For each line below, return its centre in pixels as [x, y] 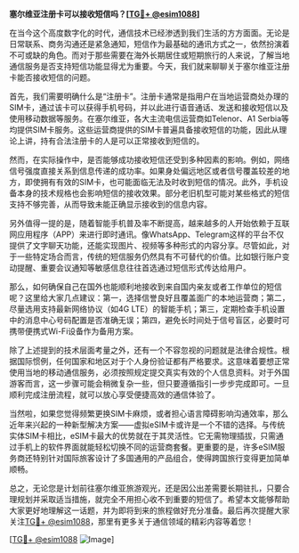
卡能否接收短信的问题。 [52, 77]
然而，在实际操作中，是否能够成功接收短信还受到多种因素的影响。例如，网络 [149, 160]
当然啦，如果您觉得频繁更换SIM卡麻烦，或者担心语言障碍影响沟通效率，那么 [149, 414]
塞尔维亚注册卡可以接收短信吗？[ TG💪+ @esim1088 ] [105, 14]
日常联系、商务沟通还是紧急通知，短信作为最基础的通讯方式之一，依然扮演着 [149, 44]
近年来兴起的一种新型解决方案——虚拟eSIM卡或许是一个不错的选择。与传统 [147, 425]
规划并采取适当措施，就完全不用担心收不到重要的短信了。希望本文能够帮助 [153, 499]
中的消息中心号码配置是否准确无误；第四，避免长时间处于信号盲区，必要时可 [149, 320]
